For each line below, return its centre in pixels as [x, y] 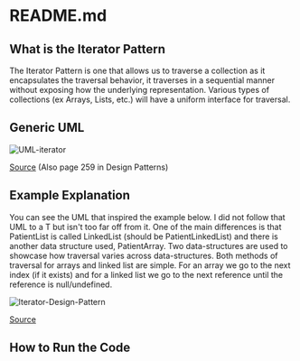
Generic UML [47, 128]
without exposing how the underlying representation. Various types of [139, 90]
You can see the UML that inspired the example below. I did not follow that [148, 217]
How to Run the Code [70, 348]
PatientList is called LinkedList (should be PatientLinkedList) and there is [144, 236]
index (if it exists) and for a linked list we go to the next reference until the [146, 274]
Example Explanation [70, 195]
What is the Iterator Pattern [87, 49]
